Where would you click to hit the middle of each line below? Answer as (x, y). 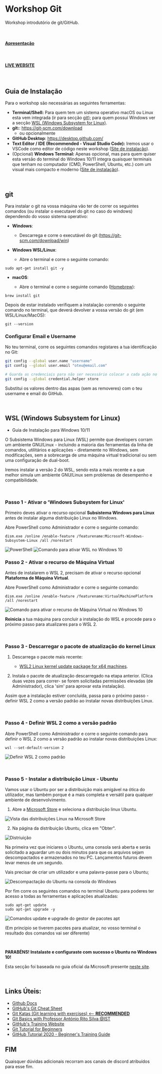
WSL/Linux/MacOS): (25, 315)
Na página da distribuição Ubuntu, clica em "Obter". (64, 828)
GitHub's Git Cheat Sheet (37, 1008)
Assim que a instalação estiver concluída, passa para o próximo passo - (77, 696)
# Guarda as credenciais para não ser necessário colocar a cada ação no (81, 375)
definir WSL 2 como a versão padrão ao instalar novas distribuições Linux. (79, 701)
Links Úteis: (23, 991)
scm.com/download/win (43, 240)
